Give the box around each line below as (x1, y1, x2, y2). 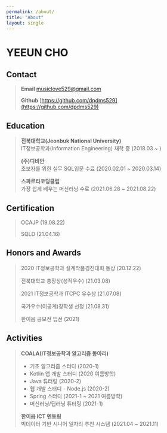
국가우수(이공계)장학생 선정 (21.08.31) (20, 302, 109, 310)
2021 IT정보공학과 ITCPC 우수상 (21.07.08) (20, 290, 122, 297)
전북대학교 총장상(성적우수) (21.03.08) (20, 277, 110, 284)
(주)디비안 (20, 158, 45, 165)
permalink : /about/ (6, 8, 55, 15)
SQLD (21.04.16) (20, 231, 61, 237)
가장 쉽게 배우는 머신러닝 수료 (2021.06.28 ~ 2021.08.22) (20, 185, 156, 192)
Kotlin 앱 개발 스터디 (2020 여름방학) (29, 370, 116, 377)
